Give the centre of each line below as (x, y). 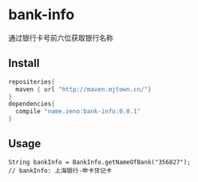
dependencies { (32, 104)
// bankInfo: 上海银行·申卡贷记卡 (60, 170)
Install (24, 63)
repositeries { (32, 81)
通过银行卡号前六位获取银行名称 (61, 38)
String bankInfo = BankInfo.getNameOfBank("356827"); (100, 162)
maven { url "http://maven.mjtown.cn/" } (83, 89)
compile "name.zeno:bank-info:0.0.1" (78, 112)
